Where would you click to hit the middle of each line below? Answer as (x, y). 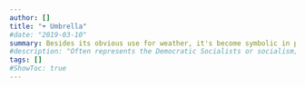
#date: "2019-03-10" (49, 34)
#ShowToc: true (38, 69)
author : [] (30, 18)
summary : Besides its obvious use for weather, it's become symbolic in (150, 43)
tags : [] (26, 60)
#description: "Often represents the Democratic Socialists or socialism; (154, 52)
